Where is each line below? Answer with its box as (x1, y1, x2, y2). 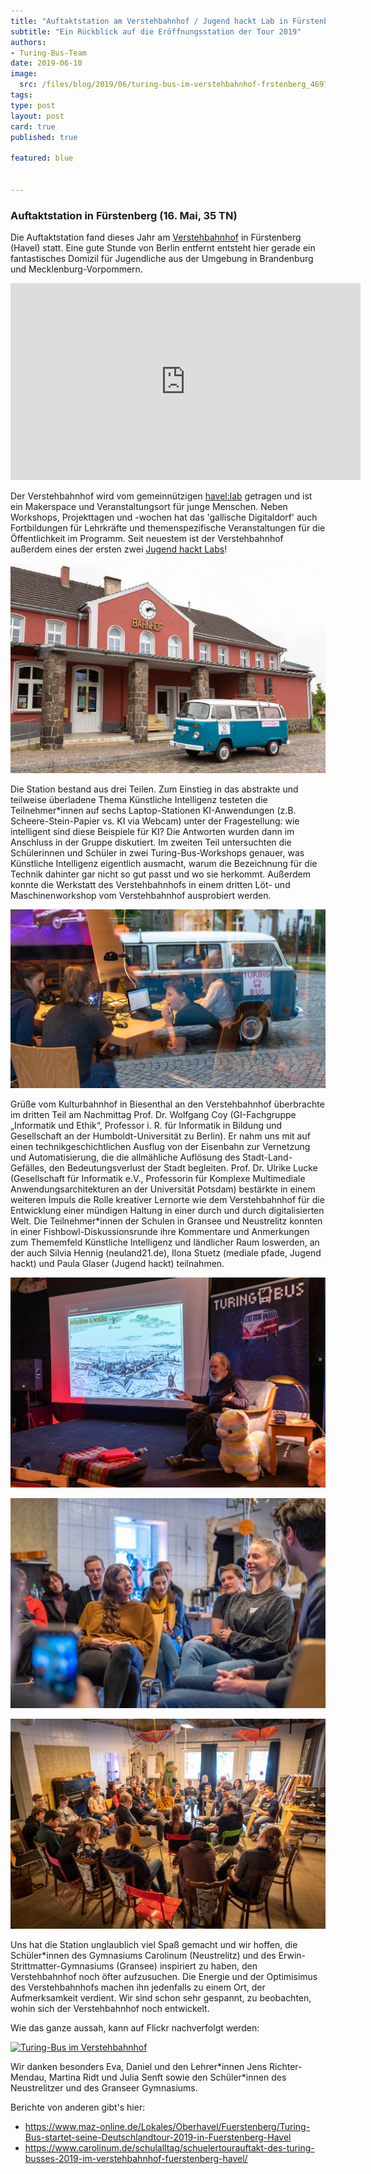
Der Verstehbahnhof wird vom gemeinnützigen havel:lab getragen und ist (10, 490, 313, 502)
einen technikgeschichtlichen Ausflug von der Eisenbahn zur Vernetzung (10, 1140, 311, 1152)
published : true (10, 132, 78, 142)
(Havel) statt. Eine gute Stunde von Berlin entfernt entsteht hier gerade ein (10, 242, 316, 254)
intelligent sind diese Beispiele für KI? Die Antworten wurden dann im (10, 826, 295, 838)
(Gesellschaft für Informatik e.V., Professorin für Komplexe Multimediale (10, 1172, 306, 1184)
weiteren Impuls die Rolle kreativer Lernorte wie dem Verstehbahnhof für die (10, 1193, 325, 1205)
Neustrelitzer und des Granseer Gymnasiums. (10, 2082, 198, 2094)
